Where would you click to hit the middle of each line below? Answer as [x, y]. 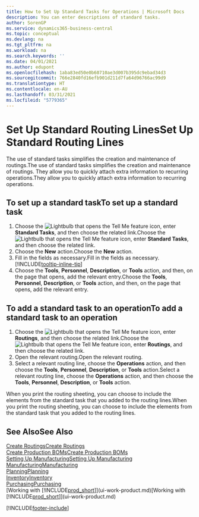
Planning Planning [27, 471]
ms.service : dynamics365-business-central [59, 28]
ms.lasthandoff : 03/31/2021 [41, 95]
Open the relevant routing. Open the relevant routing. [79, 357]
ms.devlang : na [25, 39]
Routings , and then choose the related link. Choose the [82, 338]
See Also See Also [40, 432]
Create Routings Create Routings [45, 446]
